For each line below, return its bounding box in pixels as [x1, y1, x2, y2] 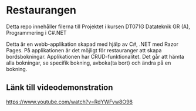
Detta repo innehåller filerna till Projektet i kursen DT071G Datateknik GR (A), [6, 23, 191, 30]
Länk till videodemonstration [6, 83, 113, 93]
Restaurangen [6, 4, 76, 17]
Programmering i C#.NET [6, 29, 67, 36]
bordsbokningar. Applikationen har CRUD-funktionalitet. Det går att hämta [6, 53, 185, 60]
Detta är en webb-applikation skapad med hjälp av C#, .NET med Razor [6, 41, 179, 48]
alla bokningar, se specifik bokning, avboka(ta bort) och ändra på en [6, 59, 171, 66]
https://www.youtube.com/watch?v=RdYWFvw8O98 [6, 98, 133, 105]
